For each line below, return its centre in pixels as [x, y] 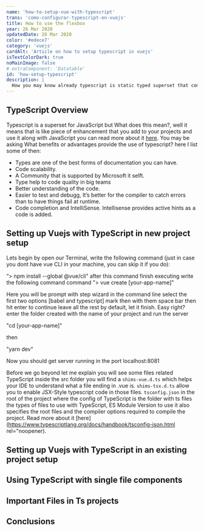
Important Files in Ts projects [63, 501]
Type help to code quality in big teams [63, 182]
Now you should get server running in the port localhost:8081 [83, 360]
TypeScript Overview [47, 110]
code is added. [34, 214]
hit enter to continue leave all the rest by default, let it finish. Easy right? [96, 307]
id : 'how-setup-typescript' [42, 74]
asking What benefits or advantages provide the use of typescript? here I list [102, 144]
